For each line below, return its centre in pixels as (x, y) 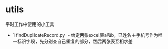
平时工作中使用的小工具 (30, 24)
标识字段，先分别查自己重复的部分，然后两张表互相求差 (75, 41)
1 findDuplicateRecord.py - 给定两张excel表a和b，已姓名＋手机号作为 (85, 35)
